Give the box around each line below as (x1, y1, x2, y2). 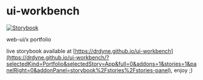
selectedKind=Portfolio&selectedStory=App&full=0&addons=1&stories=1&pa (6, 60, 197, 67)
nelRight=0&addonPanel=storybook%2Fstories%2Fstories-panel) (6, 66, 171, 73)
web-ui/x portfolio (6, 35, 52, 43)
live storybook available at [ (6, 47, 75, 55)
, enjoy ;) (171, 66, 193, 73)
